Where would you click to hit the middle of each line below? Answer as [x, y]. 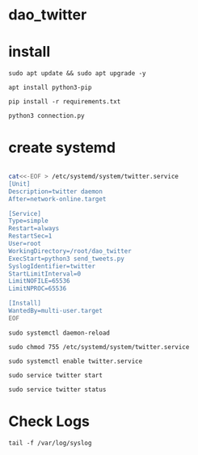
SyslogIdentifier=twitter [52, 266]
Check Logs [49, 421]
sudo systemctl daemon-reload [59, 333]
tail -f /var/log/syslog [50, 443]
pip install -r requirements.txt [65, 102]
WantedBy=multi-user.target [56, 311]
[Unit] [19, 183]
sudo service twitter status [57, 390]
